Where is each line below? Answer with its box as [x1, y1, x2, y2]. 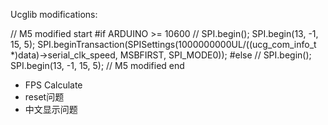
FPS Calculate [24, 79, 83, 91]
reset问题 [24, 91, 65, 103]
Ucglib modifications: [10, 9, 98, 20]
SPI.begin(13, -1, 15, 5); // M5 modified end [10, 60, 185, 71]
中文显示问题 [24, 104, 78, 115]
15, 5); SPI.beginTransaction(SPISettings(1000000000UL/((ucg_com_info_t [10, 39, 317, 50]
